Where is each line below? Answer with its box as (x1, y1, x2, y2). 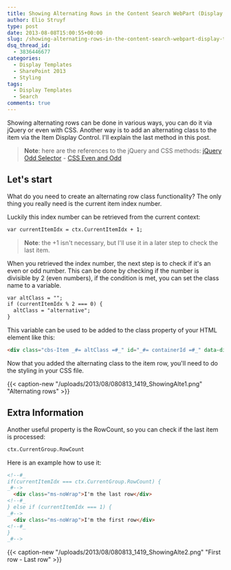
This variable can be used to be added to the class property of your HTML (7, 326, 218, 335)
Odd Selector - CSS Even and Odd (23, 154, 122, 162)
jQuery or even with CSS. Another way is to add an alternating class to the (7, 125, 217, 134)
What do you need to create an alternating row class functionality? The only (7, 192, 222, 200)
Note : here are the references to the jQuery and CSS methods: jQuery (23, 146, 222, 155)
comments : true (7, 100, 51, 107)
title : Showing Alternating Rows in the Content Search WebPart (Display (7, 10, 223, 17)
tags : (7, 81, 23, 87)
